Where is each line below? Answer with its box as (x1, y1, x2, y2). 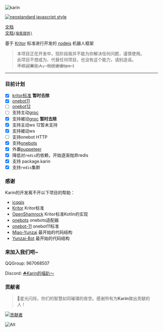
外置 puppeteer (12, 146, 42, 152)
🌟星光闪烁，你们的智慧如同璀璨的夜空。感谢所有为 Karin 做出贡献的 (16, 296, 150, 301)
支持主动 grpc (12, 110, 39, 116)
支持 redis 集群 (12, 165, 40, 170)
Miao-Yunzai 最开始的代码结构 (12, 230, 73, 235)
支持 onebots (12, 140, 37, 146)
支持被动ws (12, 128, 35, 133)
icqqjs (12, 199, 25, 205)
